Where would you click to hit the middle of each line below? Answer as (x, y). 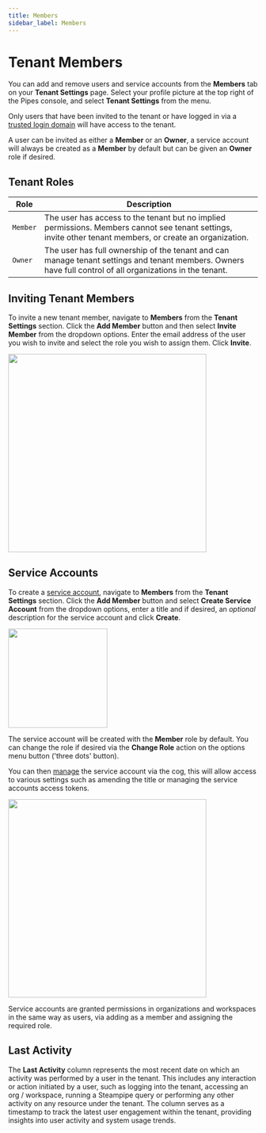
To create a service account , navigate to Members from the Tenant (118, 592)
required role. (30, 1025)
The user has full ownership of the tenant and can (137, 251)
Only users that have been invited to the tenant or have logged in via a (123, 117)
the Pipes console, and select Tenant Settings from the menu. (110, 101)
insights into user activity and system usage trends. (92, 1120)
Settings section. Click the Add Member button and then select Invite (122, 326)
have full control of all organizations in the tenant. (136, 271)
